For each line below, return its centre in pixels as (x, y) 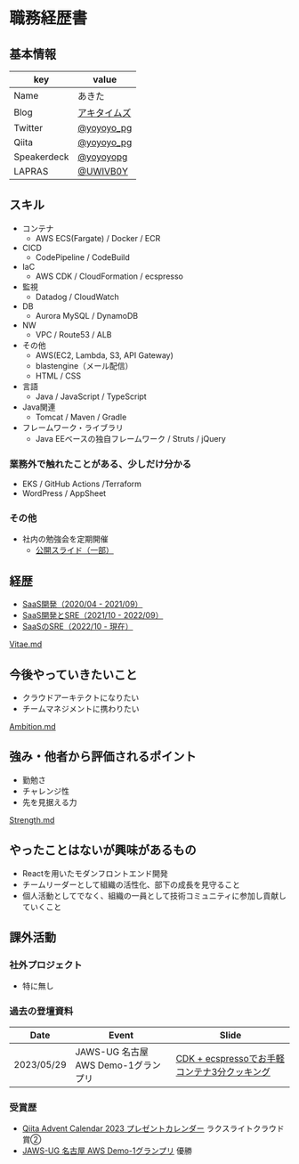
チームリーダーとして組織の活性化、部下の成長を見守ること (131, 884)
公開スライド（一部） (74, 550)
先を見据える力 (49, 802)
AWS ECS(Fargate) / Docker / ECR (98, 238)
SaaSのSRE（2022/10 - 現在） (77, 627)
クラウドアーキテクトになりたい (81, 698)
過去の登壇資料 (41, 1012)
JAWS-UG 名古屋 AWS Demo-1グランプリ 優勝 (107, 1151)
